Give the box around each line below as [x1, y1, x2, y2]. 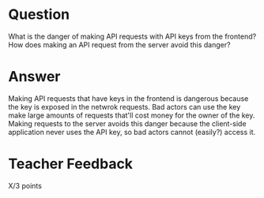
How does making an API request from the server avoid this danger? [8, 39, 231, 49]
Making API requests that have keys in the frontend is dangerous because [8, 93, 249, 103]
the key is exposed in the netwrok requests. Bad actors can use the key [8, 102, 241, 111]
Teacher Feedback [8, 155, 133, 173]
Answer [8, 68, 61, 86]
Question [8, 6, 70, 24]
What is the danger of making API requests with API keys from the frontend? [8, 32, 257, 41]
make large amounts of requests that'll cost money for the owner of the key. [8, 110, 255, 120]
